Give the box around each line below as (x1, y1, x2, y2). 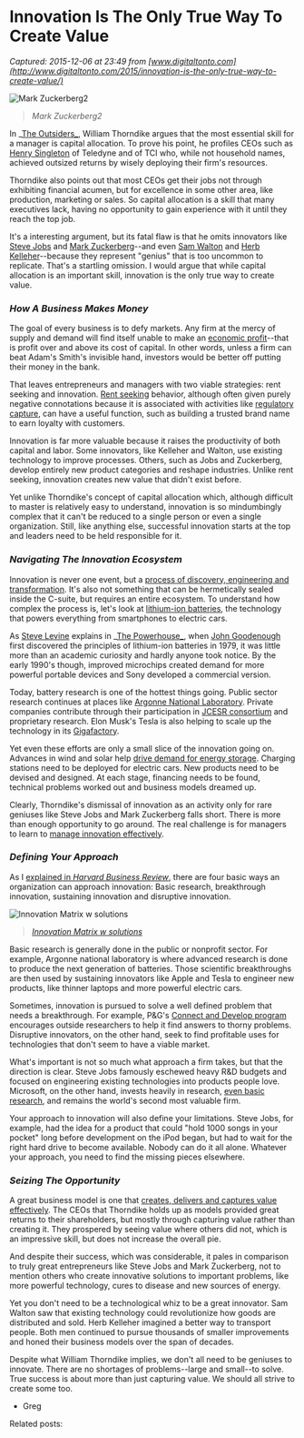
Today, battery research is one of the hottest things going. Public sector (9, 686, 279, 697)
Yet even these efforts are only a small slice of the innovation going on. (9, 743, 275, 754)
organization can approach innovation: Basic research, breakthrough (9, 881, 266, 892)
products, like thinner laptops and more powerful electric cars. (9, 982, 243, 993)
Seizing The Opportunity (9, 1174, 121, 1187)
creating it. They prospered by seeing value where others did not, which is (9, 1224, 288, 1235)
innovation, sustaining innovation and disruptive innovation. (9, 890, 231, 902)
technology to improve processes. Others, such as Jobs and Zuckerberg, (9, 455, 283, 466)
